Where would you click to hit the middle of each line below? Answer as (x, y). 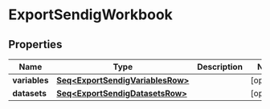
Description (220, 67)
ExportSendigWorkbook (90, 15)
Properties (35, 44)
